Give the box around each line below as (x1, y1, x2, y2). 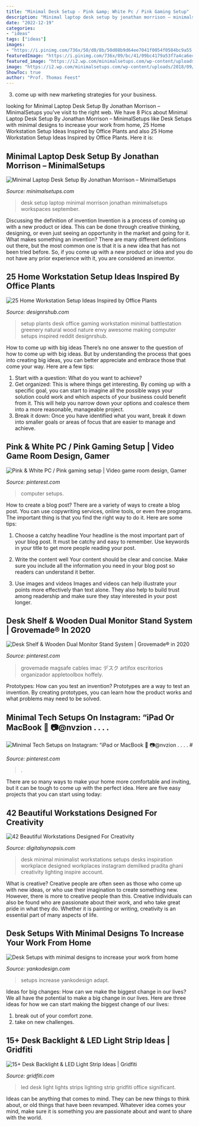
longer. (14, 599, 33, 606)
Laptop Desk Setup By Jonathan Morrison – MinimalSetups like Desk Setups (6, 115, 192, 122)
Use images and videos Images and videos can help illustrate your (14, 580, 177, 587)
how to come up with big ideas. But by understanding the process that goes (6, 350, 191, 357)
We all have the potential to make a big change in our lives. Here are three (6, 994, 187, 1002)
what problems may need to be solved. (6, 695, 101, 702)
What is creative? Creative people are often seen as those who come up (6, 880, 182, 887)
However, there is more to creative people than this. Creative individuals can (6, 893, 192, 900)
